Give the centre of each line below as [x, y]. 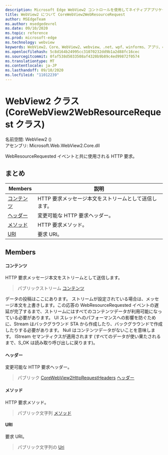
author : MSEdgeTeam [25, 19]
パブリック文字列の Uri [41, 447]
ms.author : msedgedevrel [31, 24]
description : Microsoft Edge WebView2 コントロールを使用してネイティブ [76, 10]
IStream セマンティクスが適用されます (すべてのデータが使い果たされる [88, 336]
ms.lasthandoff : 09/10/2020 [34, 71]
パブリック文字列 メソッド [44, 413]
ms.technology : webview [30, 43]
